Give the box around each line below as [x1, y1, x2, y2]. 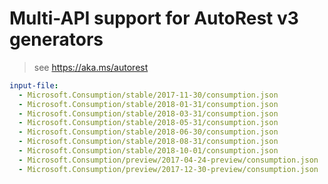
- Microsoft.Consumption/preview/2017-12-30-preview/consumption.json [18, 164, 319, 174]
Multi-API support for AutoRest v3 [9, 7, 299, 30]
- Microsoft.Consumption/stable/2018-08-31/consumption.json [18, 137, 279, 147]
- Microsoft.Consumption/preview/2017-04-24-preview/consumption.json [18, 155, 319, 165]
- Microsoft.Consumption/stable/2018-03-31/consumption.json [18, 108, 279, 119]
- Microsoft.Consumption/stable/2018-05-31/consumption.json [18, 118, 279, 128]
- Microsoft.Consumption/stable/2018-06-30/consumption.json [18, 127, 279, 137]
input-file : [9, 80, 59, 91]
